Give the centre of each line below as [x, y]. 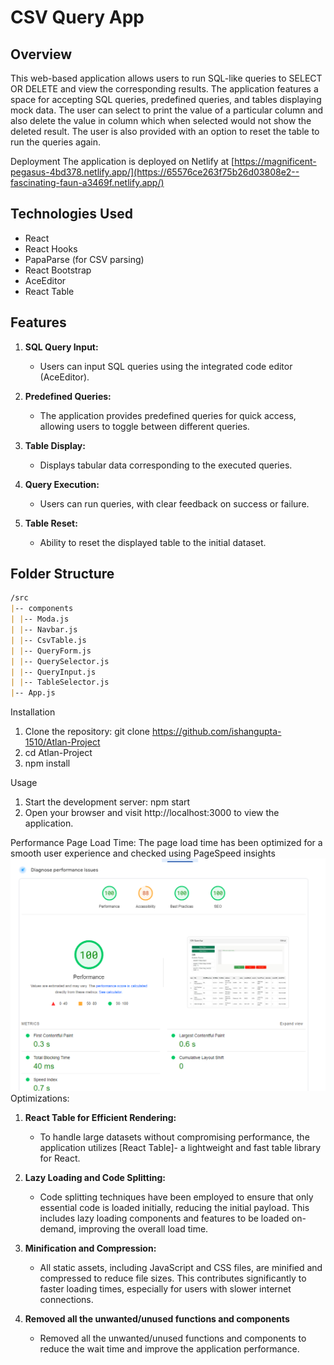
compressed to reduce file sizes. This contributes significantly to [173, 1278]
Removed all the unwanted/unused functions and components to [173, 1338]
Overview [41, 54]
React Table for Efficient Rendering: [100, 1117]
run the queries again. [56, 142]
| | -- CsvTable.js [48, 640]
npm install [47, 763]
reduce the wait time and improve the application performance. [169, 1348]
